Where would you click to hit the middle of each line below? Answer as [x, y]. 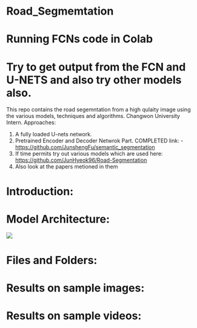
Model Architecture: [58, 219]
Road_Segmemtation [60, 11]
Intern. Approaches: [31, 122]
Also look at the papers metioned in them [66, 167]
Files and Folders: [52, 260]
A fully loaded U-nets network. [53, 134]
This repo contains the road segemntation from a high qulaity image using [98, 110]
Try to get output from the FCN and [96, 67]
